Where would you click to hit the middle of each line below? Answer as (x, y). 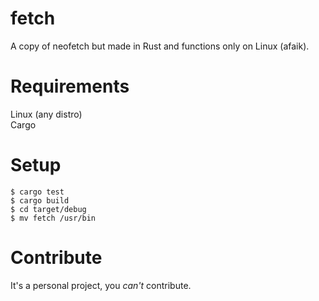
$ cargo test (37, 192)
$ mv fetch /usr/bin (53, 218)
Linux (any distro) (46, 114)
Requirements (70, 86)
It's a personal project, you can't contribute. (101, 285)
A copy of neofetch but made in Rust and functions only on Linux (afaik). (160, 46)
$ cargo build (40, 200)
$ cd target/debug (48, 209)
